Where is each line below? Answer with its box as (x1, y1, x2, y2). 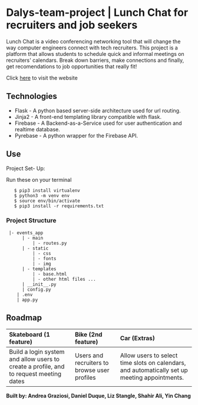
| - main (21, 235, 44, 241)
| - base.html (32, 271, 67, 277)
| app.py (16, 297, 38, 303)
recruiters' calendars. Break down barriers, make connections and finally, (6, 57, 184, 64)
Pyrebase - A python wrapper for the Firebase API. (14, 132, 138, 139)
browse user (74, 366, 110, 374)
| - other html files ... (32, 276, 96, 282)
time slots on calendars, (120, 358, 186, 367)
